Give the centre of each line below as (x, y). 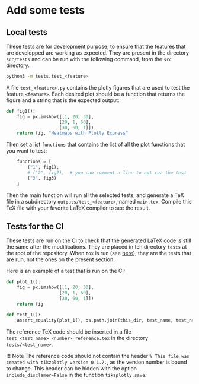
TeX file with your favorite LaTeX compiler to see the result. (78, 208)
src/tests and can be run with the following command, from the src (89, 59)
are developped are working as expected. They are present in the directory (98, 53)
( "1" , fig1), (44, 167)
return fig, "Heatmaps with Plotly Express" (73, 133)
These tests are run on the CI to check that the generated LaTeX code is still (99, 240)
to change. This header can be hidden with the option (72, 368)
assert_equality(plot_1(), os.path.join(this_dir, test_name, (95, 320)
